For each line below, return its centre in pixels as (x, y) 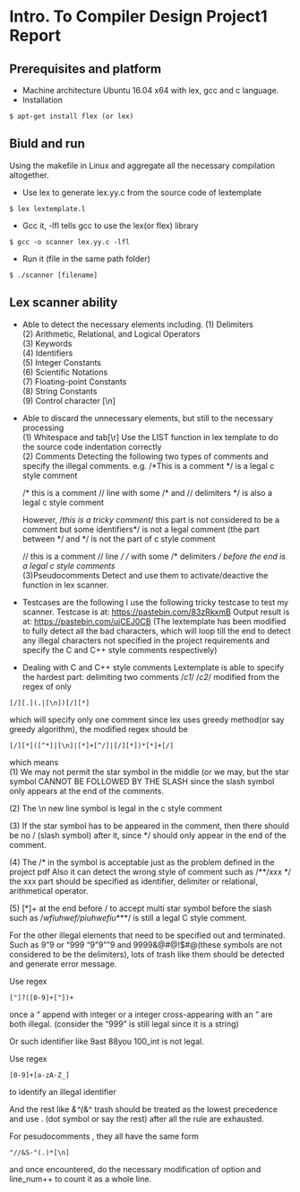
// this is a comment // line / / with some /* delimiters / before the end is (154, 556)
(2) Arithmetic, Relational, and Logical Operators (111, 333)
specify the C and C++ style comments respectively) (120, 649)
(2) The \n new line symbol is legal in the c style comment (116, 808)
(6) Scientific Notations (65, 372)
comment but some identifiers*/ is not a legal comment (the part (141, 529)
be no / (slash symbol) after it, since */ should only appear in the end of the (148, 835)
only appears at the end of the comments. (86, 790)
